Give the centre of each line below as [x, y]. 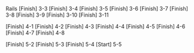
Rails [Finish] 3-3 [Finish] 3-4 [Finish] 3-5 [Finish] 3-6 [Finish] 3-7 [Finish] [97, 9]
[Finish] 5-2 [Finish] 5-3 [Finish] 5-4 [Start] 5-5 [64, 44]
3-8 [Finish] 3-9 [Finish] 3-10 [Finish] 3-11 [57, 15]
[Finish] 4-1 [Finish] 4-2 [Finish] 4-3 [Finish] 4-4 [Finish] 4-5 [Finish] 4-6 [96, 26]
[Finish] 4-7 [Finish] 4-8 [35, 33]
